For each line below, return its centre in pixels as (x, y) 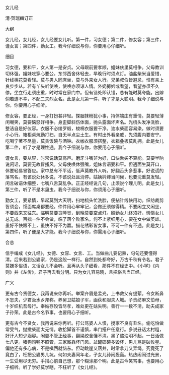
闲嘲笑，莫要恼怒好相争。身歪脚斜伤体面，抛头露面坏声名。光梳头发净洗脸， (84, 122)
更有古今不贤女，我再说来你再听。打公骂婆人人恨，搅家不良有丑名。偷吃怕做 (84, 323)
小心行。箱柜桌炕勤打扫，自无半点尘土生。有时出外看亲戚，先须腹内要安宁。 (84, 135)
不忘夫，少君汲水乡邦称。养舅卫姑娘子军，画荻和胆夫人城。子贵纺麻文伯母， (84, 300)
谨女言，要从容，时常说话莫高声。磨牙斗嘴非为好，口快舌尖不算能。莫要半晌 (84, 158)
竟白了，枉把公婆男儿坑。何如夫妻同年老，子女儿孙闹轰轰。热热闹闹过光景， (84, 355)
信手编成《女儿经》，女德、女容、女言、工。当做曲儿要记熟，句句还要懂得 (81, 253)
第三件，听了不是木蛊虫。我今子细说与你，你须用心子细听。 (67, 190)
